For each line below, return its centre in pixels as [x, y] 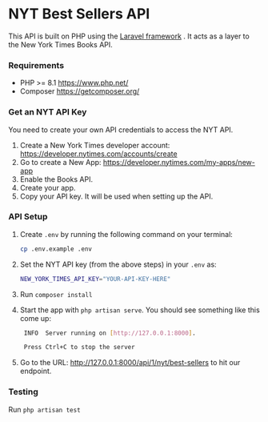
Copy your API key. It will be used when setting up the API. [116, 196]
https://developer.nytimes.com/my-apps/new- [179, 162]
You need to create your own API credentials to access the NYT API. [121, 130]
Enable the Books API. [56, 179]
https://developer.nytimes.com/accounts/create [98, 154]
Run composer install [56, 294]
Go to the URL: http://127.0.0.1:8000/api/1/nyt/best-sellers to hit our [130, 363]
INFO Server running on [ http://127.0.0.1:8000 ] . [110, 333]
